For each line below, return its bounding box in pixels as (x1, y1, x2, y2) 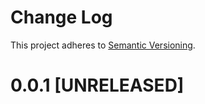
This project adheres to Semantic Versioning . (10, 39, 196, 51)
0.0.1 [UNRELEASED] (10, 74, 185, 97)
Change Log (10, 6, 113, 29)
